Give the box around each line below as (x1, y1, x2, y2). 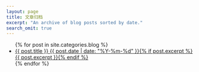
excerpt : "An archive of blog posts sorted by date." (6, 19, 143, 25)
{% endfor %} (14, 60, 50, 67)
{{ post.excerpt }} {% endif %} (14, 54, 88, 61)
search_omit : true (6, 25, 52, 31)
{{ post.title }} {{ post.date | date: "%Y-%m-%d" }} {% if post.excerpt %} (14, 48, 193, 55)
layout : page (6, 8, 39, 15)
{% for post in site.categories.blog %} (14, 41, 109, 48)
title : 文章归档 (6, 14, 43, 20)
